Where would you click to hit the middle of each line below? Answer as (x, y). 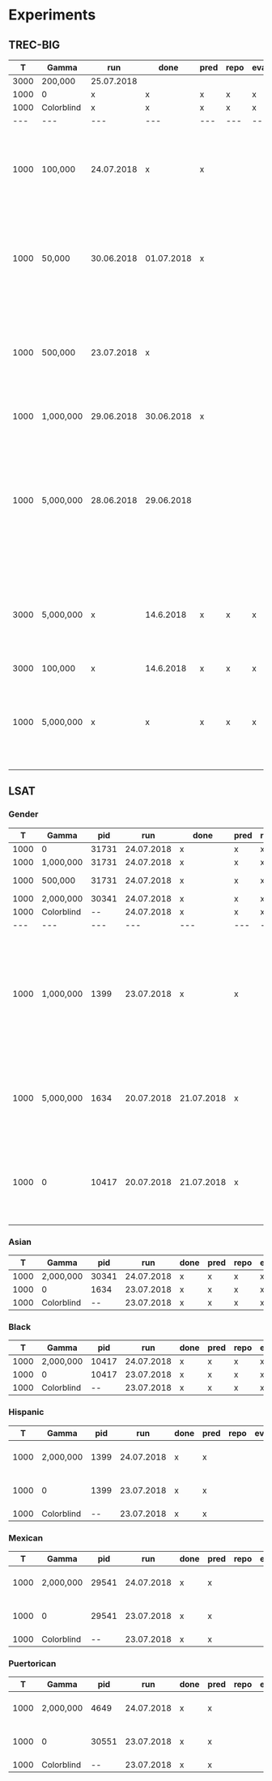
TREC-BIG (34, 45)
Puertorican (32, 1664)
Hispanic (26, 1412)
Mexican (26, 1538)
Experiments (52, 15)
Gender (23, 814)
